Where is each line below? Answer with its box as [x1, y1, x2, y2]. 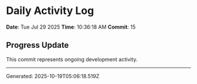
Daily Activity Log [6, 4, 94, 17]
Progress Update [6, 40, 69, 50]
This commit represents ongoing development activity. [6, 55, 138, 62]
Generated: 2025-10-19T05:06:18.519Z [6, 72, 100, 79]
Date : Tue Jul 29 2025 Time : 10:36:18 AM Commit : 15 [6, 23, 136, 30]
